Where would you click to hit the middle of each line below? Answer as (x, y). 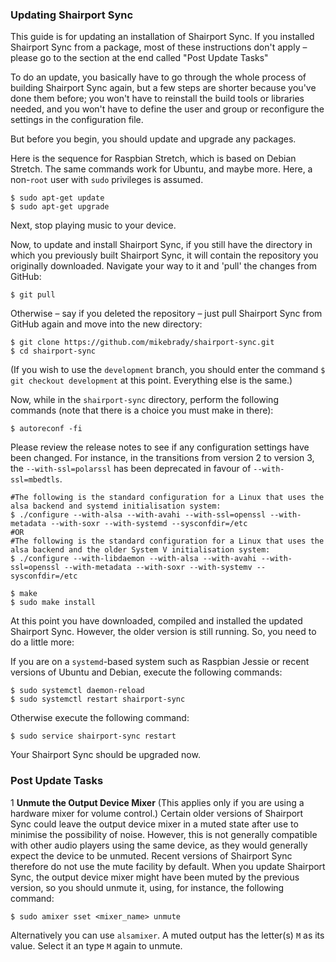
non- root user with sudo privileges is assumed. (107, 180)
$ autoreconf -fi (46, 429)
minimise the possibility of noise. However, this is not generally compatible (164, 834)
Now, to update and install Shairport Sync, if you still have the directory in (161, 245)
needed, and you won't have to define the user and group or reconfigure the (167, 109)
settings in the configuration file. (77, 120)
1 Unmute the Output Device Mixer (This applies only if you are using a (157, 802)
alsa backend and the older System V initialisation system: (140, 550)
